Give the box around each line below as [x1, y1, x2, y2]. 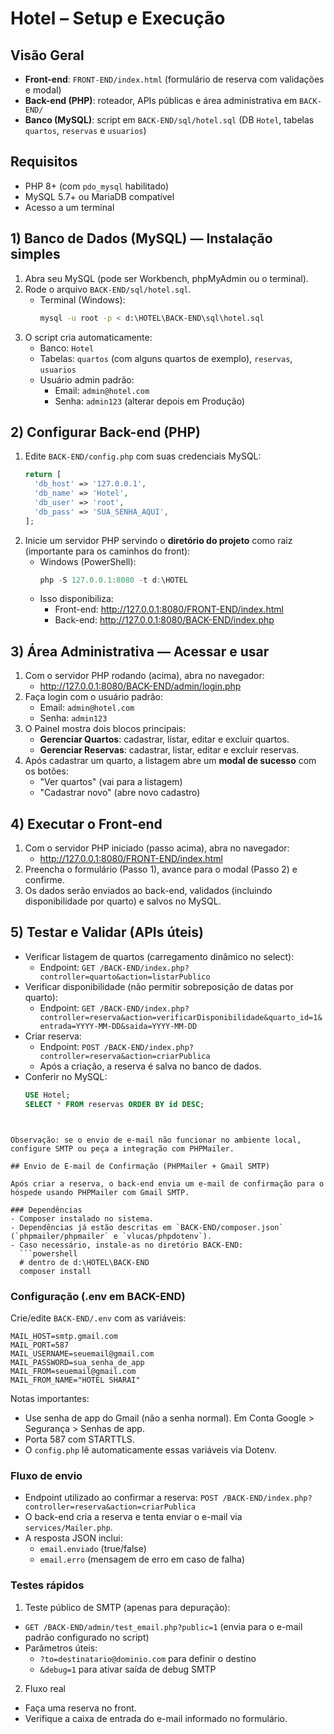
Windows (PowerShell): [39, 555, 137, 567]
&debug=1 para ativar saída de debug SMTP [39, 1663, 217, 1675]
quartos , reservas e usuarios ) [24, 125, 147, 136]
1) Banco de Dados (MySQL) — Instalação [10, 230, 273, 247]
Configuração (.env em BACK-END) [10, 1289, 186, 1303]
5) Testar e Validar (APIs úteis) [10, 924, 204, 941]
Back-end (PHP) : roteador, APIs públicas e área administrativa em [24, 95, 298, 106]
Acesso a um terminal [24, 201, 115, 213]
